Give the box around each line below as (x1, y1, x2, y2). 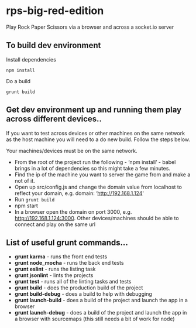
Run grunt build (14, 196, 55, 203)
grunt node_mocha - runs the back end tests (14, 259, 124, 266)
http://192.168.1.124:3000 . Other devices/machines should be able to (14, 214, 180, 221)
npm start (14, 202, 38, 209)
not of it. (14, 177, 35, 184)
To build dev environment (6, 40, 101, 50)
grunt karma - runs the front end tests (14, 253, 107, 260)
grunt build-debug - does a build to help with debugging (14, 291, 152, 298)
